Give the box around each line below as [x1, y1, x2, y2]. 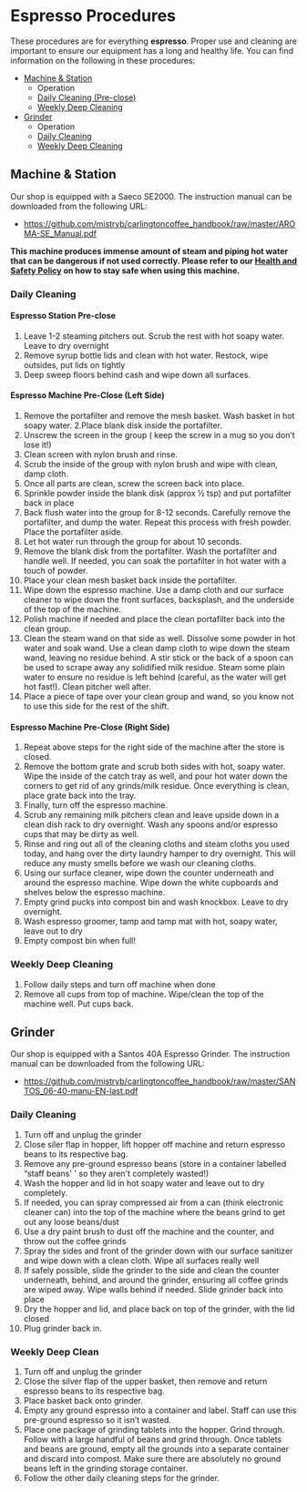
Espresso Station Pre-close [10, 311, 117, 322]
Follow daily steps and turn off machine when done [23, 978, 217, 989]
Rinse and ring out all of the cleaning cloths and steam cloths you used [23, 839, 290, 850]
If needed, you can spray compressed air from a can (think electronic [23, 1197, 284, 1208]
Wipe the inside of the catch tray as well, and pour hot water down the [23, 771, 288, 782]
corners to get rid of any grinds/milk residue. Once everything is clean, [23, 781, 290, 792]
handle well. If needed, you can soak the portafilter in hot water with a [23, 556, 287, 567]
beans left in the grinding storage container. [23, 1463, 189, 1474]
